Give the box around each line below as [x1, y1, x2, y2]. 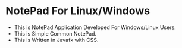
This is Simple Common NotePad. [14, 30, 96, 37]
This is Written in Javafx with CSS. [14, 36, 99, 43]
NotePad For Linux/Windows [5, 4, 150, 18]
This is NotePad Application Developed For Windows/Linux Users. [14, 24, 176, 31]
